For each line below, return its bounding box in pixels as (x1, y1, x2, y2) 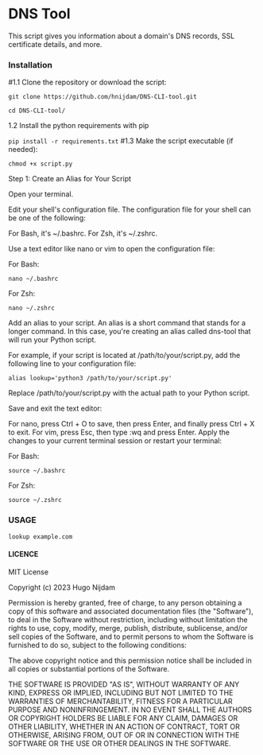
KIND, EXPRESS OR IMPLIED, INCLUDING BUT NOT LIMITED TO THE (8, 687, 234, 697)
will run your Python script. (8, 335, 97, 344)
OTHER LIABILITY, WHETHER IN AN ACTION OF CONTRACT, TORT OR (8, 722, 240, 731)
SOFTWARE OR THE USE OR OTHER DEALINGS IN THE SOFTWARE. (8, 738, 231, 748)
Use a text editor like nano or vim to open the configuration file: (8, 244, 215, 254)
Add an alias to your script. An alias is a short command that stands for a (8, 318, 246, 328)
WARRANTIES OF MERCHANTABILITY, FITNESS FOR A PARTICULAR (8, 696, 233, 706)
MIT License (8, 566, 49, 577)
